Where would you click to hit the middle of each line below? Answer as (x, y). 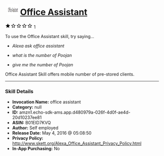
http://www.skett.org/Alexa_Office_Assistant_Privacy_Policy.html (77, 143)
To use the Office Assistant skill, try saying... (50, 36)
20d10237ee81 (27, 117)
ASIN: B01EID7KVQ (31, 123)
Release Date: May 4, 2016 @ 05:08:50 (52, 133)
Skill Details (19, 91)
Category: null (27, 107)
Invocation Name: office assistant (46, 102)
